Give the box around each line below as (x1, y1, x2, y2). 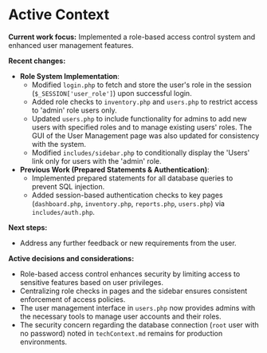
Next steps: (8, 222, 48, 232)
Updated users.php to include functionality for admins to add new (31, 113, 247, 123)
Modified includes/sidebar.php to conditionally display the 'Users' (31, 148, 250, 157)
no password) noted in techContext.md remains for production (19, 328, 223, 338)
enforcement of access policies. (19, 294, 126, 304)
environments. (19, 337, 68, 347)
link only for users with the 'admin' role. (31, 156, 162, 165)
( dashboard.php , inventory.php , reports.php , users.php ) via (31, 198, 226, 208)
